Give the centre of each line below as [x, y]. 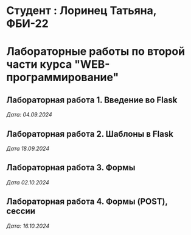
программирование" [63, 78]
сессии [21, 211]
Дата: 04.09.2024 [30, 115]
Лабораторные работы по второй [96, 52]
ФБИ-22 [27, 23]
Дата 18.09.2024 [28, 148]
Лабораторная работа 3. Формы [71, 168]
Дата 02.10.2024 [28, 182]
